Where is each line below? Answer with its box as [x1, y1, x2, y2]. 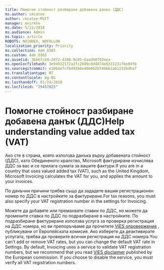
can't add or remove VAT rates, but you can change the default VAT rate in [5, 239, 155, 245]
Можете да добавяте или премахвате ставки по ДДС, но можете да [5, 208, 148, 214]
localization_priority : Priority [5, 43, 73, 48]
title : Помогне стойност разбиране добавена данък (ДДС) [5, 7, 124, 12]
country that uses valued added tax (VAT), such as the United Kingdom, [5, 168, 150, 174]
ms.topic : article [5, 35, 43, 40]
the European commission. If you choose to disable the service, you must [5, 254, 153, 260]
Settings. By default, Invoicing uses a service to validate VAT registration [5, 244, 151, 250]
